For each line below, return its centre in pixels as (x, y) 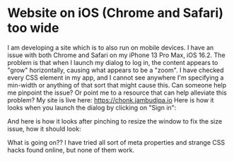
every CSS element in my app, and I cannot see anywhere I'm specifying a (116, 77)
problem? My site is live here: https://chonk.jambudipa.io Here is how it (111, 100)
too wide (33, 28)
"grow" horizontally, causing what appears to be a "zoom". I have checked (116, 70)
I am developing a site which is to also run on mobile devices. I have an (111, 47)
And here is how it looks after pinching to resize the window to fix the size (115, 121)
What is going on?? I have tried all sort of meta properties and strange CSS (116, 142)
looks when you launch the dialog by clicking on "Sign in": (92, 107)
